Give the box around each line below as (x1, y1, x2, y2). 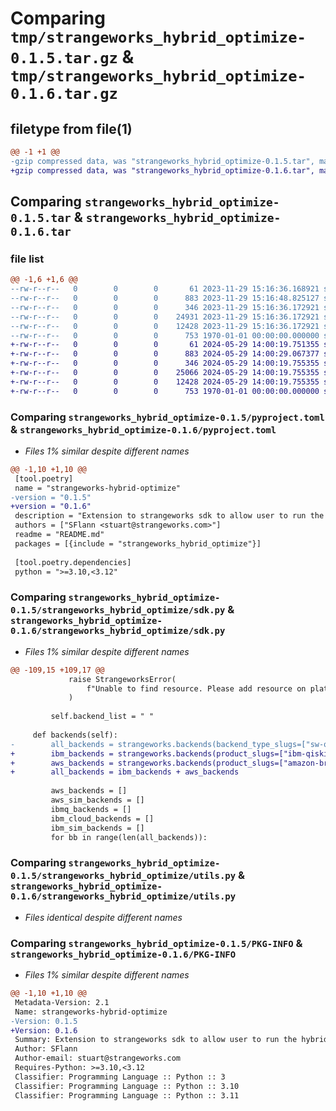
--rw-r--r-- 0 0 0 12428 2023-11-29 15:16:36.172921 (10, 321, 320, 331)
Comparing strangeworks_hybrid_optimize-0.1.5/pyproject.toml (10, 410, 325, 424)
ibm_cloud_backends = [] (50, 813, 155, 824)
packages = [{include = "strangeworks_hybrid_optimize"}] (14, 538, 262, 549)
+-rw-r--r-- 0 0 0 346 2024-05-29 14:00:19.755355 (10, 358, 320, 369)
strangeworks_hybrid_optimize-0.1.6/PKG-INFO (10, 948, 237, 960)
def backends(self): (32, 730, 118, 740)
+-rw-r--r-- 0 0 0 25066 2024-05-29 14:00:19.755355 (10, 368, 320, 378)
